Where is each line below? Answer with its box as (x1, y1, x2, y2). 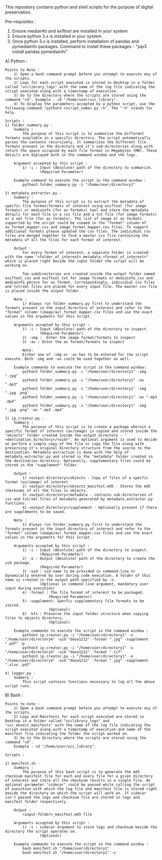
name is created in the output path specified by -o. (5, 577, 116, 582)
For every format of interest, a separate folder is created (22, 250, 149, 255)
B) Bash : (5, 692, 23, 698)
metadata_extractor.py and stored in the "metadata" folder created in (5, 454, 153, 459)
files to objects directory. (5, 616, 64, 621)
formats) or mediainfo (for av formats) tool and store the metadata (5, 208, 149, 213)
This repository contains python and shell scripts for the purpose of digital (5, 4, 154, 10)
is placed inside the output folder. (5, 288, 81, 293)
